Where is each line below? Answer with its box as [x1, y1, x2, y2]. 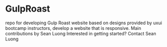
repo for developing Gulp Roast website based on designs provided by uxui [5, 20, 162, 26]
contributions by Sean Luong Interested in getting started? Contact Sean [5, 30, 156, 36]
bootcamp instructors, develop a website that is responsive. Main [5, 25, 142, 31]
